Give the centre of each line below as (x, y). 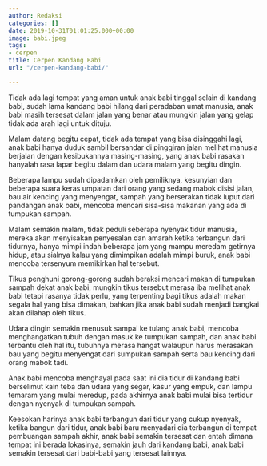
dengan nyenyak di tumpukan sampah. (72, 403)
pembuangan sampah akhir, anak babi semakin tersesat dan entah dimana (131, 436)
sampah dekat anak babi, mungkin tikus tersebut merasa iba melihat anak (130, 287)
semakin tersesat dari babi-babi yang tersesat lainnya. (98, 452)
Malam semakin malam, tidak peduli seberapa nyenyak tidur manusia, (123, 229)
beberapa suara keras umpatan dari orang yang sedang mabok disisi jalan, (131, 188)
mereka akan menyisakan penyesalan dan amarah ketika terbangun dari (127, 238)
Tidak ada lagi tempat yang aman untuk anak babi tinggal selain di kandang (132, 98)
